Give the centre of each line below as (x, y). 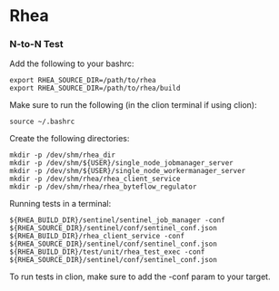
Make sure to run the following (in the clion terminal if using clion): (133, 105)
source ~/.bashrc (42, 122)
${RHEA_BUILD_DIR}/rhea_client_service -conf (97, 237)
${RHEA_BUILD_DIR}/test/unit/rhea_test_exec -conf (107, 252)
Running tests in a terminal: (60, 204)
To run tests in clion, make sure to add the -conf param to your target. (140, 276)
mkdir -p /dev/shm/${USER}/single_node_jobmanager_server (121, 163)
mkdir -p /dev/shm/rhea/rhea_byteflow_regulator (103, 187)
